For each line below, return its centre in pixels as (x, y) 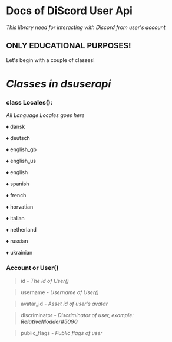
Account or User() (32, 268)
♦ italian (15, 218)
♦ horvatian (20, 207)
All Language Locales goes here (45, 115)
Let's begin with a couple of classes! (51, 60)
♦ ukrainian (19, 253)
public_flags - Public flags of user (62, 333)
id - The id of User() (45, 281)
